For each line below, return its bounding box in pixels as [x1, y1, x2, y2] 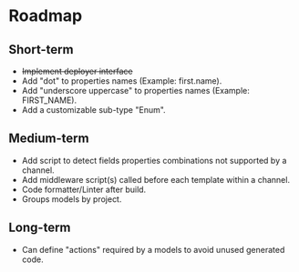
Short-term [8, 42, 74, 57]
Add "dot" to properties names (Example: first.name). [21, 76, 222, 86]
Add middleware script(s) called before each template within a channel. [21, 174, 291, 185]
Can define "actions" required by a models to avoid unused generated [21, 244, 285, 255]
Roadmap [8, 5, 83, 26]
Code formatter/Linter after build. [21, 184, 147, 195]
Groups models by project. [21, 193, 122, 205]
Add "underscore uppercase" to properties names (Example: [21, 86, 250, 96]
